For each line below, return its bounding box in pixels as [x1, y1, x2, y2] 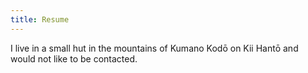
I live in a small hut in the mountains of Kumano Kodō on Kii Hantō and [10, 42, 299, 54]
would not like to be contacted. [10, 52, 138, 65]
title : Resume [10, 14, 70, 25]
